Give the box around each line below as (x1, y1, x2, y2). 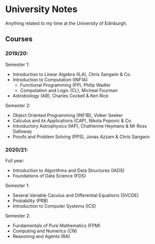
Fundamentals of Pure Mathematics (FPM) (12, 222, 101, 228)
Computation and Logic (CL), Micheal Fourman (20, 87, 118, 93)
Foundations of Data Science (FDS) (12, 172, 86, 178)
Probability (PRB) (12, 198, 48, 204)
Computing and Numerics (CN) (12, 228, 77, 234)
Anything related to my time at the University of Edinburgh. (5, 20, 128, 26)
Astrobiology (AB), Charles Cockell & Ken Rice (12, 92, 109, 99)
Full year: (5, 157, 24, 163)
